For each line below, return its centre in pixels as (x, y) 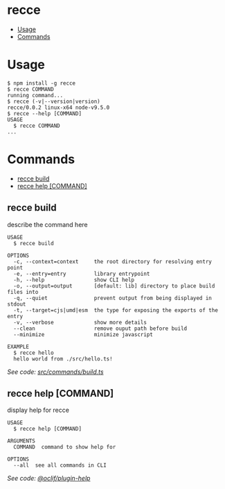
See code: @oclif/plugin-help (49, 479)
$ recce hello (34, 353)
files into (23, 292)
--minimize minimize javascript (83, 334)
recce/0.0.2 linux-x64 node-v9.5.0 (58, 107)
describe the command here (47, 224)
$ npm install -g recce (42, 83)
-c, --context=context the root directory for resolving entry (113, 262)
